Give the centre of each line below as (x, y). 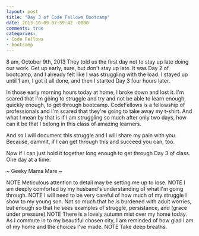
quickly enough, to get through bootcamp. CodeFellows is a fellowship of (96, 105)
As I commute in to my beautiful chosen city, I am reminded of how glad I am (100, 220)
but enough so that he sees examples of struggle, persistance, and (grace (97, 207)
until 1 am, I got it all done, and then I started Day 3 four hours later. (88, 80)
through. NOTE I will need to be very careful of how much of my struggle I (97, 195)
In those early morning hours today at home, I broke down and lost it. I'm (95, 92)
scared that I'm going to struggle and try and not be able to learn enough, (96, 98)
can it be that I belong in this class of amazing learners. (74, 124)
